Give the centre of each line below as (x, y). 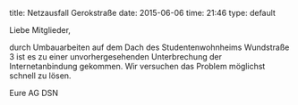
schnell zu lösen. (40, 76)
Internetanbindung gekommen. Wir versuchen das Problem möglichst (137, 66)
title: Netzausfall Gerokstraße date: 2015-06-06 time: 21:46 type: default (142, 13)
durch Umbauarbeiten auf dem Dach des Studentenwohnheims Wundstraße (149, 47)
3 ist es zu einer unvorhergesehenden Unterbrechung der (115, 57)
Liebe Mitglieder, (40, 30)
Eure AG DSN (34, 93)
